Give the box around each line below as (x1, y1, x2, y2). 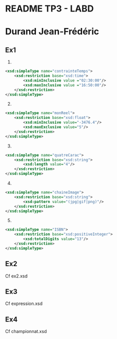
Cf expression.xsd (5, 300, 43, 306)
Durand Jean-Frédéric (5, 26, 99, 37)
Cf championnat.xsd (5, 328, 47, 334)
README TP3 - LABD (5, 3, 94, 14)
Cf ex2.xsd (5, 273, 28, 279)
